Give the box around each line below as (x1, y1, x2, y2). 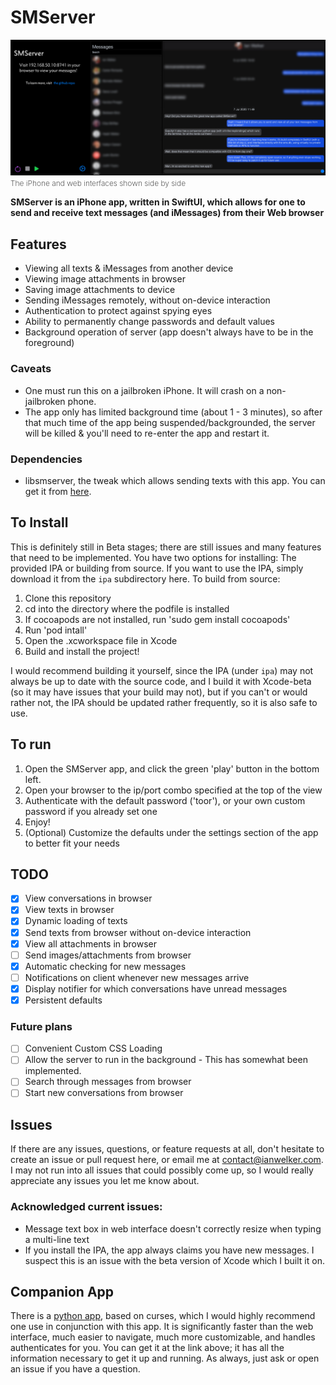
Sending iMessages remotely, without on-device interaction (24, 294, 271, 306)
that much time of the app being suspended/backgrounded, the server (24, 416, 316, 428)
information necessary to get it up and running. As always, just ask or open (10, 1352, 320, 1365)
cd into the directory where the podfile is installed (24, 602, 230, 615)
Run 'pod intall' (24, 624, 88, 636)
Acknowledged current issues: (10, 1200, 163, 1214)
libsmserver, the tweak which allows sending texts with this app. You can (24, 474, 326, 486)
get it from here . (24, 485, 92, 497)
